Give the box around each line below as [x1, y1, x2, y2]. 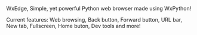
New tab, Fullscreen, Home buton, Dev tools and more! [6, 23, 141, 29]
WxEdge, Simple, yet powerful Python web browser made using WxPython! [6, 5, 192, 12]
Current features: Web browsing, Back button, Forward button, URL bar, [6, 16, 183, 23]
